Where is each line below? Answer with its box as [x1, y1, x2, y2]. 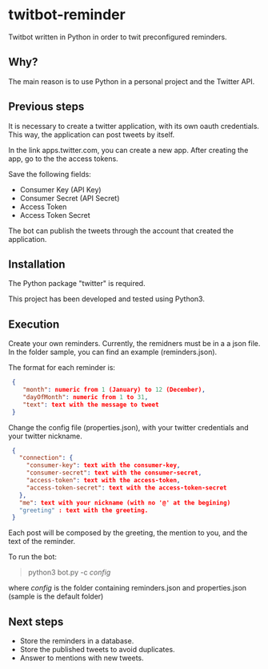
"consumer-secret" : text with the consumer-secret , [26, 469, 202, 478]
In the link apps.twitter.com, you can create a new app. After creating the [8, 145, 249, 155]
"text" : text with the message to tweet [22, 401, 159, 409]
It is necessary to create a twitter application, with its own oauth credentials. [8, 121, 260, 131]
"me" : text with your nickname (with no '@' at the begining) [18, 498, 231, 506]
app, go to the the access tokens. [8, 154, 118, 163]
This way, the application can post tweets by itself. [8, 130, 175, 139]
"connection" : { [18, 454, 74, 462]
